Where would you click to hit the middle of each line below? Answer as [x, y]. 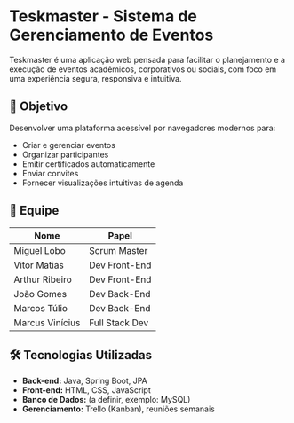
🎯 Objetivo [39, 107]
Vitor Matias [39, 265]
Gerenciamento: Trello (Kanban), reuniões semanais [118, 409]
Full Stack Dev [119, 323]
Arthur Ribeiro [43, 279]
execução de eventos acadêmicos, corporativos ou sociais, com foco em [143, 69]
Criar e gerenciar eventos [68, 145]
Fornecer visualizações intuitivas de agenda [103, 183]
